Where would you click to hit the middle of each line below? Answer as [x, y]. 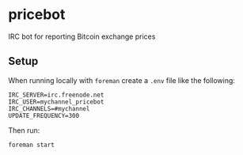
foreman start [32, 145]
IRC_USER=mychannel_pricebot [56, 102]
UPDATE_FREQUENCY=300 [44, 115]
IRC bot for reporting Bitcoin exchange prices [82, 36]
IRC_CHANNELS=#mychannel [49, 108]
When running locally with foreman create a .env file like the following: [122, 80]
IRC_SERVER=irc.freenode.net [56, 95]
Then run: [24, 130]
